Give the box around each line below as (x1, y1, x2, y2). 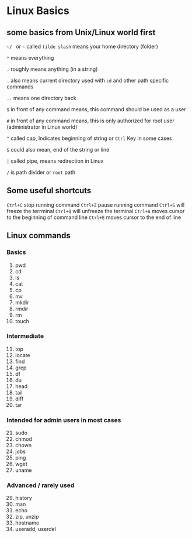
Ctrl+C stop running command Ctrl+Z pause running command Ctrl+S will (6, 201, 185, 208)
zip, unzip (15, 513, 39, 520)
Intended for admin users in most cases (6, 416, 121, 424)
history (15, 495, 33, 502)
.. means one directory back (6, 95, 76, 101)
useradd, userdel (15, 526, 56, 533)
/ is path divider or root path (6, 169, 75, 176)
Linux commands (6, 231, 71, 241)
